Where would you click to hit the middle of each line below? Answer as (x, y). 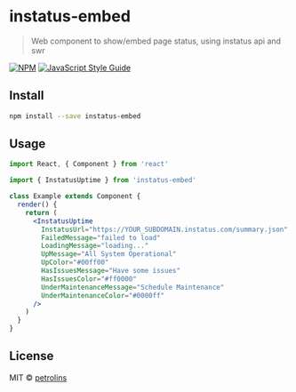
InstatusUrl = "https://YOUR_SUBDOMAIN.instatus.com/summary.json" (165, 229)
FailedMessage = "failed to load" (101, 237)
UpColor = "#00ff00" (75, 263)
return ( (41, 212)
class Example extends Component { (75, 196)
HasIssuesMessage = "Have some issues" (111, 271)
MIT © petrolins (38, 377)
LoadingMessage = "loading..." (95, 246)
